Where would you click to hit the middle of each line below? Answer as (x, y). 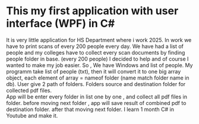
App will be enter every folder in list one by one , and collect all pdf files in (97, 97)
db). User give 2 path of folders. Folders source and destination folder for (96, 84)
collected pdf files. (29, 90)
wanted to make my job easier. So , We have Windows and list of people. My (99, 65)
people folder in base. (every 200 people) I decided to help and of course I (97, 59)
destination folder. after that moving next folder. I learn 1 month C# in (90, 109)
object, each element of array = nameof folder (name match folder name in (98, 78)
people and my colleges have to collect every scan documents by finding (96, 52)
